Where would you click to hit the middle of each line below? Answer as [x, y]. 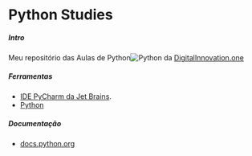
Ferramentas [30, 76]
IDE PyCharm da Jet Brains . [66, 96]
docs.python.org [47, 144]
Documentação [35, 123]
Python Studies [61, 15]
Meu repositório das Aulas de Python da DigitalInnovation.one [126, 58]
